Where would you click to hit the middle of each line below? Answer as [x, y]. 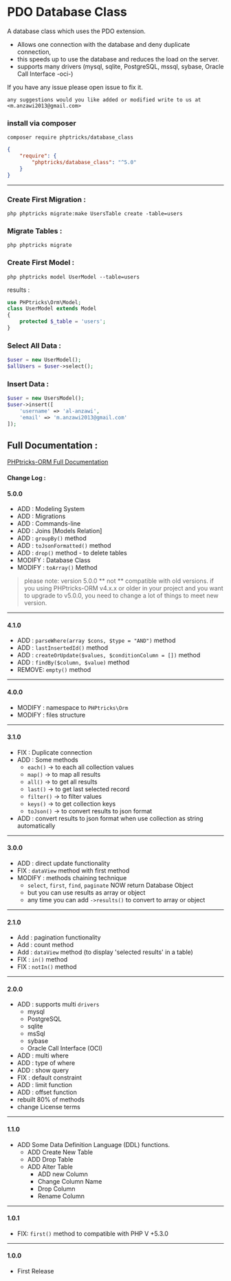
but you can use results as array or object [86, 893]
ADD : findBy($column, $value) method [73, 662]
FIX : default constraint [49, 1078]
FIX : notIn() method [47, 967]
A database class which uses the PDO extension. [76, 31]
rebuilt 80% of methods [51, 1100]
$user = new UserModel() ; [44, 360]
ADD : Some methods [47, 759]
